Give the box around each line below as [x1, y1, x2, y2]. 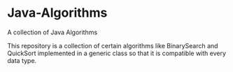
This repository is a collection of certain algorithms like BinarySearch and [7, 41, 218, 50]
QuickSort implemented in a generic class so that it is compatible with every [7, 49, 226, 57]
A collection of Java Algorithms [7, 28, 98, 36]
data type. [7, 56, 37, 64]
